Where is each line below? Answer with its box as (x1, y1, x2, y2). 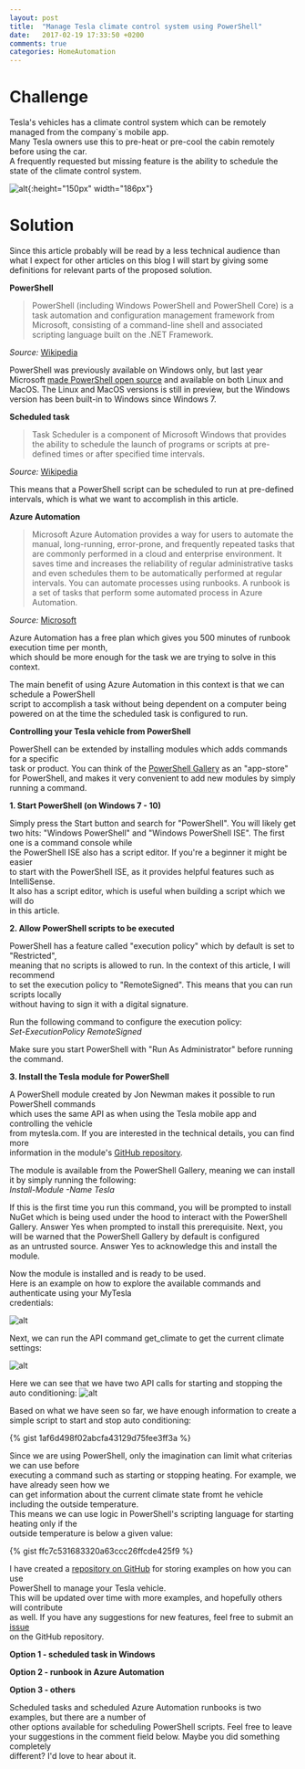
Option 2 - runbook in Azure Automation (9, 1667, 165, 1677)
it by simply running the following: (9, 1174, 137, 1185)
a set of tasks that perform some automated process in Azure (31, 587, 263, 598)
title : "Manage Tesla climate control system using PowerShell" (9, 22, 262, 31)
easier (9, 857, 34, 868)
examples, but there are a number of (9, 1711, 147, 1722)
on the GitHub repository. (9, 1631, 105, 1642)
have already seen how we (9, 1479, 110, 1490)
